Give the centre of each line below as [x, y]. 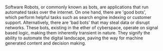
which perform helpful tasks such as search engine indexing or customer [78, 17]
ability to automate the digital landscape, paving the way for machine [74, 38]
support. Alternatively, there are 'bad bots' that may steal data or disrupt [77, 22]
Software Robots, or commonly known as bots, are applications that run [77, 7]
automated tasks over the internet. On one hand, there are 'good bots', [76, 12]
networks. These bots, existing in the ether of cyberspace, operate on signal [81, 28]
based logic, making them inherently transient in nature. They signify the [78, 33]
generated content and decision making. [45, 43]
